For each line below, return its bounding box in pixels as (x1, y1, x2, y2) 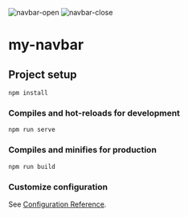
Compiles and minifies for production (8, 145, 157, 156)
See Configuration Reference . (8, 199, 107, 209)
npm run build (8, 162, 56, 170)
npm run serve (8, 125, 56, 134)
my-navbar (8, 36, 84, 54)
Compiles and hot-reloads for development (8, 107, 181, 118)
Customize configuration (8, 181, 108, 192)
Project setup (8, 68, 78, 81)
